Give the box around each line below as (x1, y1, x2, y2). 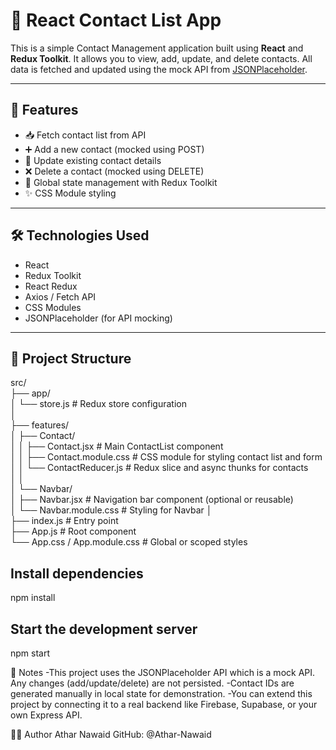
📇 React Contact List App (10, 9, 222, 32)
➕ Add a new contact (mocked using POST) (24, 143, 205, 155)
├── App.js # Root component (10, 525, 137, 538)
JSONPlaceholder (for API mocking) (24, 312, 173, 324)
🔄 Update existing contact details (24, 154, 162, 166)
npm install (10, 592, 56, 604)
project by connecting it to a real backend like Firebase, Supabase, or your (10, 699, 318, 710)
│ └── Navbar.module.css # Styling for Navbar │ (10, 504, 213, 516)
